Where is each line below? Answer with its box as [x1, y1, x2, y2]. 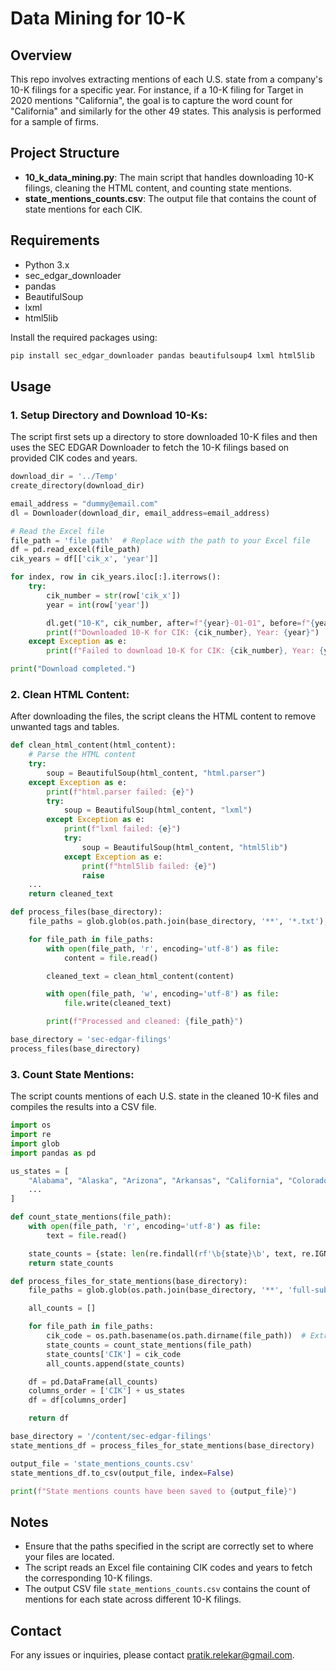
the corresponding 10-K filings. [24, 1572, 153, 1584]
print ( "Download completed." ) [10, 664, 137, 674]
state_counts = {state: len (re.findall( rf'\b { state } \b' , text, [28, 1248, 298, 1259]
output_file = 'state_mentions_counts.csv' [10, 1458, 195, 1469]
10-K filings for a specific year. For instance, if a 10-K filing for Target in [10, 84, 304, 96]
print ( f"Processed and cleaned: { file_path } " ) [46, 1017, 244, 1027]
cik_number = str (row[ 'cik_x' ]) [46, 590, 182, 601]
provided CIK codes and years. [10, 452, 138, 464]
